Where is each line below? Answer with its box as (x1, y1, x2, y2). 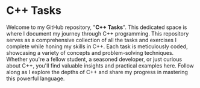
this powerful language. (6, 75, 65, 82)
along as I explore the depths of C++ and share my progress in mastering (6, 68, 189, 75)
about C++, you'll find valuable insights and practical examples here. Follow (6, 61, 195, 69)
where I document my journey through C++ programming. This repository (6, 30, 189, 37)
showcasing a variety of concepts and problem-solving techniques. (6, 49, 174, 56)
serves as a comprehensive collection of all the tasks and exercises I (6, 36, 177, 43)
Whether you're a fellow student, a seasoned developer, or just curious (6, 55, 183, 63)
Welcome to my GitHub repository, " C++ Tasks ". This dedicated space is (6, 24, 187, 31)
